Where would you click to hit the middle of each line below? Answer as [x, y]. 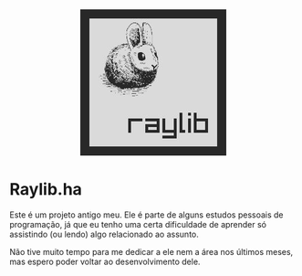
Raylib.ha [46, 190]
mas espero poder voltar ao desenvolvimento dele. [105, 261]
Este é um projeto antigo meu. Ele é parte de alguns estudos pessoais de [147, 215]
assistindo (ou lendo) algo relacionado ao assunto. [104, 234]
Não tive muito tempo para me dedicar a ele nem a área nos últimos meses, [151, 251]
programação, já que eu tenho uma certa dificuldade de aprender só [138, 224]
